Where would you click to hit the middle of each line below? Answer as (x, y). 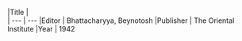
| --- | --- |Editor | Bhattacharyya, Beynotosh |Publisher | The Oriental (121, 20)
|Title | (18, 12)
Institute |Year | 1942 (41, 29)
